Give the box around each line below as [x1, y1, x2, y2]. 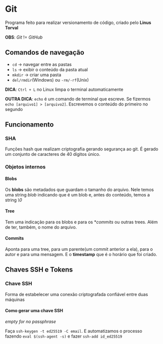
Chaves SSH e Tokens [5, 265, 73, 274]
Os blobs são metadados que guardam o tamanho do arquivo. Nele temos [5, 187, 154, 193]
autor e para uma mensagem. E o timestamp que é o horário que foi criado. [5, 251, 158, 257]
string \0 [5, 197, 22, 203]
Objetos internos [5, 164, 46, 171]
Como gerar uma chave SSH [5, 308, 63, 314]
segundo [5, 106, 23, 112]
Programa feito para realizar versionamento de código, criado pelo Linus [5, 20, 151, 25]
